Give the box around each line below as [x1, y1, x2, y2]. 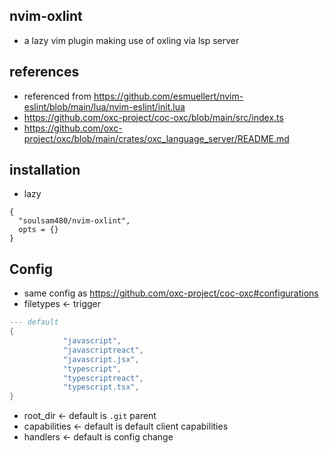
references [9, 64, 80, 81]
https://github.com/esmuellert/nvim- [93, 90, 244, 102]
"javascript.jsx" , [62, 354, 140, 364]
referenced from [23, 90, 92, 102]
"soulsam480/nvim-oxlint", [18, 216, 131, 226]
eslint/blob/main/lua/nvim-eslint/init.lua [23, 100, 186, 113]
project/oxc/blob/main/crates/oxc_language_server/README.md [23, 132, 290, 144]
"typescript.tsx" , [62, 382, 140, 393]
